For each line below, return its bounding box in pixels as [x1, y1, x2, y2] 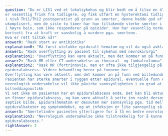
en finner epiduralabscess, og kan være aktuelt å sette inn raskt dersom [5, 95, 164, 100]
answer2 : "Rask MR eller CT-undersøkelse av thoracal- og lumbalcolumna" [5, 58, 162, 63]
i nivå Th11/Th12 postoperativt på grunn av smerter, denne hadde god [5, 16, 155, 21]
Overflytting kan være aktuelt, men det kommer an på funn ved [5, 72, 140, 77]
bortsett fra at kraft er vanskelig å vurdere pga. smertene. [5, 30, 137, 35]
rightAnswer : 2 [5, 123, 37, 128]
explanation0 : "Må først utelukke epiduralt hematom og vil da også [5, 44, 151, 49]
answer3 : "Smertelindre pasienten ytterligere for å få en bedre [5, 109, 144, 115]
